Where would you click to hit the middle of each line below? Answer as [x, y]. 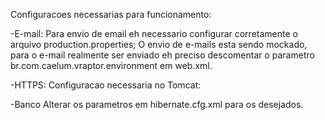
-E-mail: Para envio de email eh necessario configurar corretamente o [154, 33]
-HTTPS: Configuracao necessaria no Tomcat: [106, 85]
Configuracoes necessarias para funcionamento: [111, 14]
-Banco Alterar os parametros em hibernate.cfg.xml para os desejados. [157, 104]
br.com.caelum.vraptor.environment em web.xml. [111, 65]
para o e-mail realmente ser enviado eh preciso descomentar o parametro [162, 55]
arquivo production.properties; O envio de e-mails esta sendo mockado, [159, 44]
